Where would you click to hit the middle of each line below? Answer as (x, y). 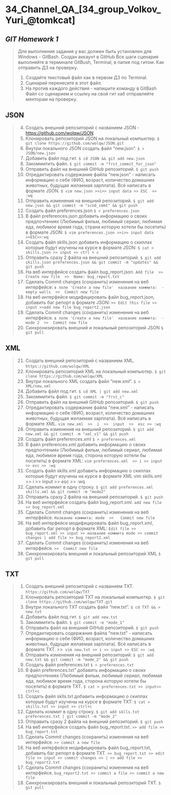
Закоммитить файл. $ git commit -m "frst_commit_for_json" (91, 163)
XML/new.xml (38, 386)
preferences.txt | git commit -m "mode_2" (71, 717)
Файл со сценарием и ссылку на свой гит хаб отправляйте (90, 94)
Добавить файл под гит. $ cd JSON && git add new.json (85, 158)
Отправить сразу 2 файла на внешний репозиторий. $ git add (93, 257)
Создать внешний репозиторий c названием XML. (80, 360)
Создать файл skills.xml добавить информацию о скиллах (88, 470)
